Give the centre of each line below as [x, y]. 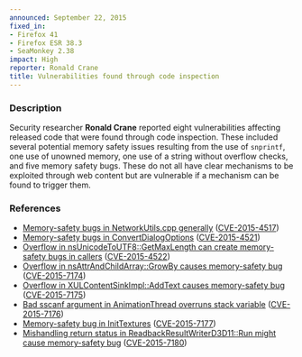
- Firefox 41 [34, 34]
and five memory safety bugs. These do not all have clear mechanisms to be [151, 166]
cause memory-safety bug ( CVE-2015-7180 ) [105, 343]
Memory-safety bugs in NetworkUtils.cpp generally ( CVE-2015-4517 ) [151, 228]
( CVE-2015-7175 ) [54, 295]
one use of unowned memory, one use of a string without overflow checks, [149, 156]
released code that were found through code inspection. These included [144, 137]
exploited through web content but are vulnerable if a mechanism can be [144, 176]
